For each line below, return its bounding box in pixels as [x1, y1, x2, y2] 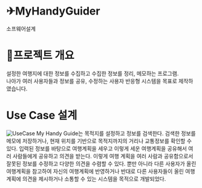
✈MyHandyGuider [6, 4, 100, 18]
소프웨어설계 [6, 25, 36, 32]
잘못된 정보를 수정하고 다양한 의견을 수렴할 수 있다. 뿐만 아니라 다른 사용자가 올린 [6, 159, 197, 167]
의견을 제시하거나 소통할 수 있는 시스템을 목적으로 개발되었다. [22, 175, 166, 183]
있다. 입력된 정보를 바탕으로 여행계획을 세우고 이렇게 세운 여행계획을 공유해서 [6, 144, 187, 152]
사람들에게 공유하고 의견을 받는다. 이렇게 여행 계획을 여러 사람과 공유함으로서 [12, 152, 194, 159]
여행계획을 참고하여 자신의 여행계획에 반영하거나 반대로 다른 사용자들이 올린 [6, 167, 184, 175]
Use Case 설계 [6, 109, 77, 123]
